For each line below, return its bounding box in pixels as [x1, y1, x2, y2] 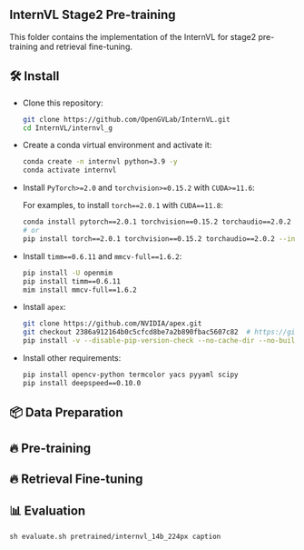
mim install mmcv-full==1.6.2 [22, 285, 138, 295]
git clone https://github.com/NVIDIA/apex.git [22, 319, 202, 328]
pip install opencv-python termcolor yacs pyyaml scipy [22, 370, 239, 379]
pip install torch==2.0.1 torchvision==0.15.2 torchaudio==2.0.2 [22, 234, 275, 244]
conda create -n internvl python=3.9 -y [22, 157, 178, 166]
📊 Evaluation [9, 504, 86, 519]
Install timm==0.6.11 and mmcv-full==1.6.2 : [22, 250, 182, 262]
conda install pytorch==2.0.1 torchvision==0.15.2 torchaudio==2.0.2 [22, 217, 292, 226]
